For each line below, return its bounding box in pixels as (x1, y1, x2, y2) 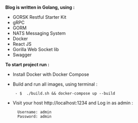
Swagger (12, 52, 32, 58)
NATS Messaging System (12, 30, 66, 36)
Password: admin (17, 114, 52, 119)
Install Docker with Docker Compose (12, 71, 89, 77)
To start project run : (5, 62, 50, 67)
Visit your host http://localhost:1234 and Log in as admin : (12, 100, 133, 106)
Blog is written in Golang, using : (5, 5, 75, 10)
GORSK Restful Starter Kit (12, 14, 67, 20)
